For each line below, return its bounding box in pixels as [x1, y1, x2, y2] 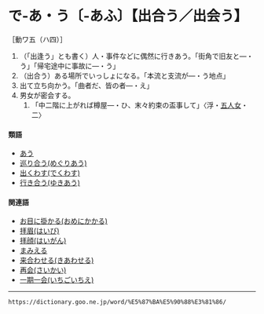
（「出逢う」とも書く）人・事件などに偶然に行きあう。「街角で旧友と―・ [19, 51, 254, 60]
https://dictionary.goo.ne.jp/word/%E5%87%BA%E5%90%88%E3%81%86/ [8, 298, 226, 306]
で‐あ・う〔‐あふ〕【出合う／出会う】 [8, 7, 248, 25]
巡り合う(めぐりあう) [19, 159, 88, 168]
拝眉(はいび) [19, 226, 60, 235]
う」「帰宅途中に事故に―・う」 [19, 60, 120, 71]
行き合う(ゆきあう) [19, 178, 81, 188]
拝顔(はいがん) [19, 236, 67, 246]
